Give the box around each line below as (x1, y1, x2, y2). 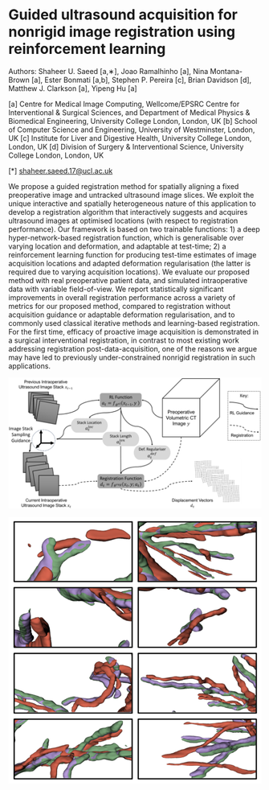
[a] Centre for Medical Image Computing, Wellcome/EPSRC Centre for (8, 99, 240, 109)
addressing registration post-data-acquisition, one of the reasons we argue (8, 344, 258, 353)
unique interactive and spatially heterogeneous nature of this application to (8, 199, 257, 208)
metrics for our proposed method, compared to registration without (8, 301, 231, 311)
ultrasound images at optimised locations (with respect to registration (8, 216, 238, 225)
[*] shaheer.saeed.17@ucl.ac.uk (8, 166, 113, 175)
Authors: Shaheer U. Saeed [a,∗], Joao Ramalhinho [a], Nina (8, 66, 209, 76)
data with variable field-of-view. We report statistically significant (8, 284, 224, 294)
